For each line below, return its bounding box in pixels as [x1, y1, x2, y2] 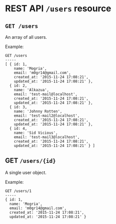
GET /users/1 [5, 188, 32, 194]
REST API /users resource [5, 3, 112, 14]
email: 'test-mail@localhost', [14, 92, 78, 97]
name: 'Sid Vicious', [14, 130, 58, 135]
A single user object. [5, 170, 46, 175]
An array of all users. [5, 34, 47, 40]
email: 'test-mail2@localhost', [14, 113, 80, 118]
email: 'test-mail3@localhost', [14, 135, 80, 140]
